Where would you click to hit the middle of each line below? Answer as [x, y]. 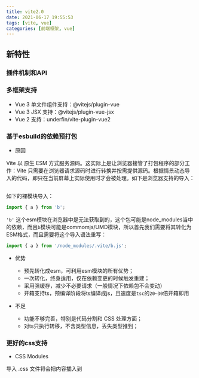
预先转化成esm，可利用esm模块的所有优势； [79, 270]
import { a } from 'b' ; [36, 208]
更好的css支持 [27, 343]
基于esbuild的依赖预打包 [42, 136]
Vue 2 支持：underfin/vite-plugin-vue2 [63, 119]
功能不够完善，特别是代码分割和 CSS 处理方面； [83, 318]
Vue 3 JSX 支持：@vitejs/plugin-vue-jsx [65, 112]
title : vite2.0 [25, 12]
